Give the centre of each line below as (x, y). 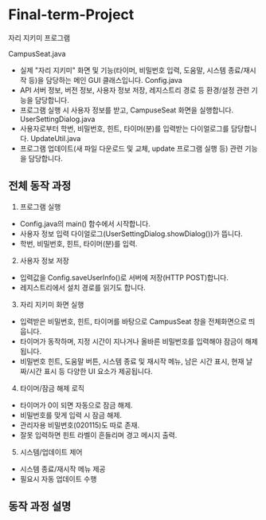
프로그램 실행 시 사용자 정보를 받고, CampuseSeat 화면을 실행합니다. (127, 110)
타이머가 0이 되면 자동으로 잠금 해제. (76, 405)
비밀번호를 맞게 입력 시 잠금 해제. (70, 415)
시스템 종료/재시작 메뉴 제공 (63, 469)
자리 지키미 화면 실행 (52, 304)
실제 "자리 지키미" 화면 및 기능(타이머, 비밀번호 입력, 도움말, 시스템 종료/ (131, 70)
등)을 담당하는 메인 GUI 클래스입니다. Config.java (106, 80)
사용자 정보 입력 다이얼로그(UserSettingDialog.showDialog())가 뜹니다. (131, 234)
